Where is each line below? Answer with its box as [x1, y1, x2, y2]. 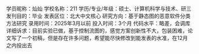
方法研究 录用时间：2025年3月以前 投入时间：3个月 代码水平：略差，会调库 [6, 20, 191, 26]
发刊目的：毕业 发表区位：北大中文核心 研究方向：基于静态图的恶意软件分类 [6, 12, 191, 19]
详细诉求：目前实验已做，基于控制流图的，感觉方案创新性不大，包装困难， [6, 27, 188, 34]
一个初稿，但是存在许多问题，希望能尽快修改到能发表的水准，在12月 [21, 35, 188, 41]
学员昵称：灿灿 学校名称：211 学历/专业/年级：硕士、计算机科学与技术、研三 [6, 5, 191, 12]
